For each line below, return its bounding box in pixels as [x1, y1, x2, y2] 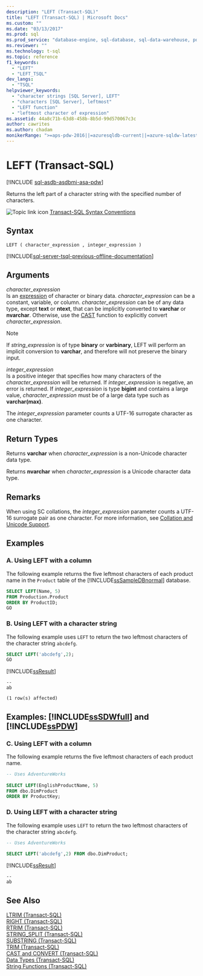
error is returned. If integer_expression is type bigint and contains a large [6, 385, 188, 393]
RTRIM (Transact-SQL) [6, 924, 63, 931]
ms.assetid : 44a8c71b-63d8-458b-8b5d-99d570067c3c [6, 115, 137, 121]
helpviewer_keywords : [6, 88, 61, 94]
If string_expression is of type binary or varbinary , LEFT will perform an [6, 341, 186, 349]
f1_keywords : [6, 59, 39, 65]
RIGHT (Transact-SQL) [6, 918, 63, 925]
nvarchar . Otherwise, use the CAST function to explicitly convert [6, 312, 168, 319]
